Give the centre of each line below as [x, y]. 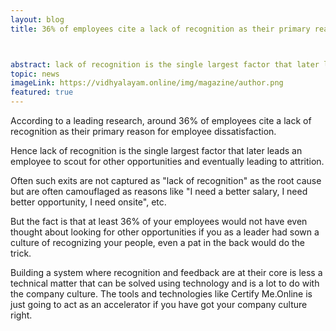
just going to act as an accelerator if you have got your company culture [159, 304]
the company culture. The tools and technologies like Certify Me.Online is [161, 294]
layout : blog [37, 19]
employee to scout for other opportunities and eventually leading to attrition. [167, 161]
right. [21, 315]
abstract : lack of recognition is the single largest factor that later [165, 64]
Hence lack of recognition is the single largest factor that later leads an [156, 150]
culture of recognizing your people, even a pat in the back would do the [158, 242]
